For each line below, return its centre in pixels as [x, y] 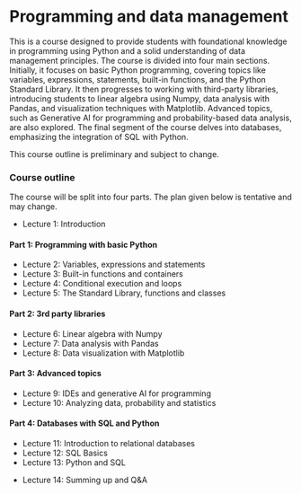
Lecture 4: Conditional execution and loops [102, 284]
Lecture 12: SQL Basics [65, 453]
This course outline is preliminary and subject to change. [115, 154]
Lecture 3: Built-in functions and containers [103, 274]
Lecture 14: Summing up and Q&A [85, 480]
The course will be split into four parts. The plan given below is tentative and [150, 197]
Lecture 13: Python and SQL [74, 463]
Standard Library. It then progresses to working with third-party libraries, [144, 89]
